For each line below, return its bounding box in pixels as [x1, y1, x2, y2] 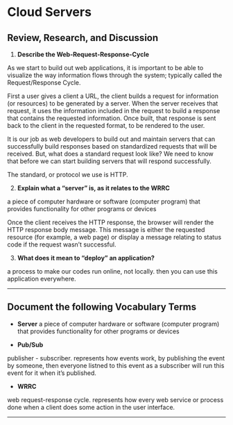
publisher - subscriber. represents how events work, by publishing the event [7, 353, 225, 362]
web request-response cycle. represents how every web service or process [7, 395, 224, 403]
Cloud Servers [7, 4, 92, 20]
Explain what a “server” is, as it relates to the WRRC [17, 184, 170, 192]
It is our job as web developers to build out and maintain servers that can [7, 135, 216, 143]
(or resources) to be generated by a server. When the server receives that [7, 99, 218, 108]
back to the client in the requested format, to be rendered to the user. [7, 122, 205, 129]
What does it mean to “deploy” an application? [17, 254, 155, 262]
